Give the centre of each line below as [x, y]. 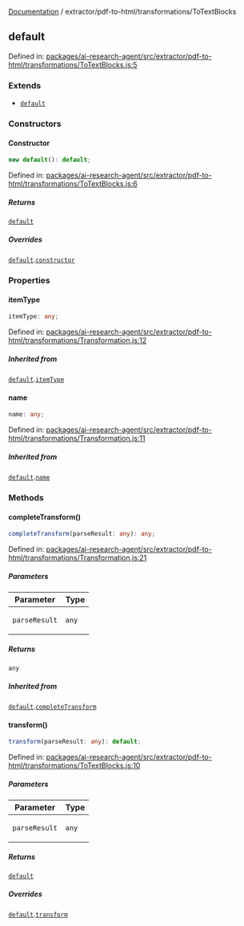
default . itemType [36, 379]
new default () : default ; [50, 160]
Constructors [35, 124]
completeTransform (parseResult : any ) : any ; [82, 534]
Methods [26, 497]
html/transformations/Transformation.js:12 [78, 341]
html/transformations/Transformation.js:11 [77, 439]
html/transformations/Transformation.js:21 [78, 558]
